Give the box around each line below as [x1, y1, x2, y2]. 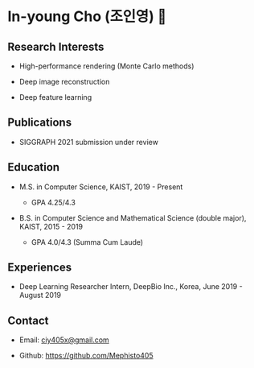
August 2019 [18, 291, 62, 300]
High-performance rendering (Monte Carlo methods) [18, 61, 195, 71]
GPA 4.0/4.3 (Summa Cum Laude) [31, 237, 144, 246]
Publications [7, 116, 72, 130]
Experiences [7, 261, 72, 275]
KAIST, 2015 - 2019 [18, 221, 84, 231]
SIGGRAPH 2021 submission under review [18, 137, 158, 147]
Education [7, 160, 60, 174]
